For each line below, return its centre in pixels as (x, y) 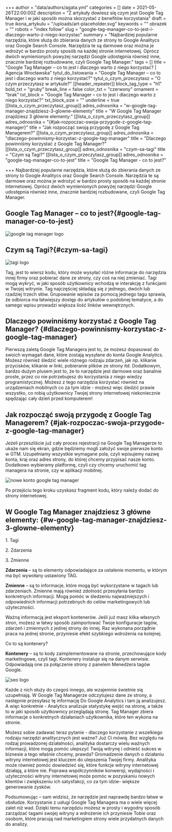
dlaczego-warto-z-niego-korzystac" (44, 35)
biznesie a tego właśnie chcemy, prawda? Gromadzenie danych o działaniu (85, 754)
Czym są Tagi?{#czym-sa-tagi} (57, 250)
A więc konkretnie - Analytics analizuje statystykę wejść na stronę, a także (84, 706)
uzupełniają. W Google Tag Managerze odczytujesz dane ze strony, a (79, 695)
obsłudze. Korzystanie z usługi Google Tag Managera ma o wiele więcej (81, 802)
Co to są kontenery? (27, 644)
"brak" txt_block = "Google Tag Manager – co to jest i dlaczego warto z (81, 95)
